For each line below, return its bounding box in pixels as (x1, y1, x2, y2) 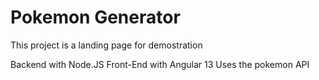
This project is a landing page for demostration (10, 39, 203, 51)
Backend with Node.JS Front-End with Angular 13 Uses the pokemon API (10, 58, 310, 70)
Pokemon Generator (10, 6, 181, 29)
